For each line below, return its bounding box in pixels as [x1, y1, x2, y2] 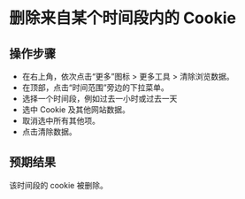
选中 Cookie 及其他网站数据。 [21, 104, 130, 115]
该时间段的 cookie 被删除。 [9, 180, 108, 190]
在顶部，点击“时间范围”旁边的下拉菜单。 [21, 82, 170, 93]
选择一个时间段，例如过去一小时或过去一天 [21, 94, 178, 103]
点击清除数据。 [21, 126, 77, 137]
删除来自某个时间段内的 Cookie [9, 8, 237, 28]
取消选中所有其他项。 [21, 116, 100, 126]
